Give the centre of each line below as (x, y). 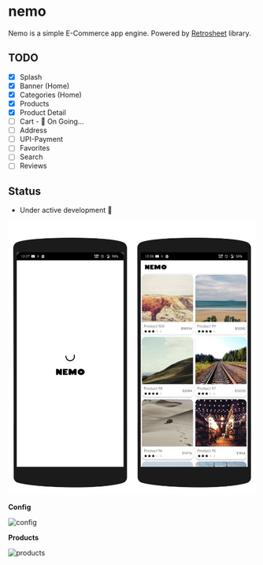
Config (20, 507)
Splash (31, 76)
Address (33, 130)
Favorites (35, 148)
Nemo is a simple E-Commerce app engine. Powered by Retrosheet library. (130, 33)
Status (25, 191)
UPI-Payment (41, 139)
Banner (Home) (44, 86)
